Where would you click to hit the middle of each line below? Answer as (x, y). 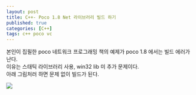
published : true (26, 23)
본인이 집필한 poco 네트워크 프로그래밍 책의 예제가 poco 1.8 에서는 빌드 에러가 (98, 52)
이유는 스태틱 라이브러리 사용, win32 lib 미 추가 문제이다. (73, 67)
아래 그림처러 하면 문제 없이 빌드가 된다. (53, 74)
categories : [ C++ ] (29, 28)
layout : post (23, 12)
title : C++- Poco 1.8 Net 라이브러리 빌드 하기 (61, 17)
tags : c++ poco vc (29, 34)
